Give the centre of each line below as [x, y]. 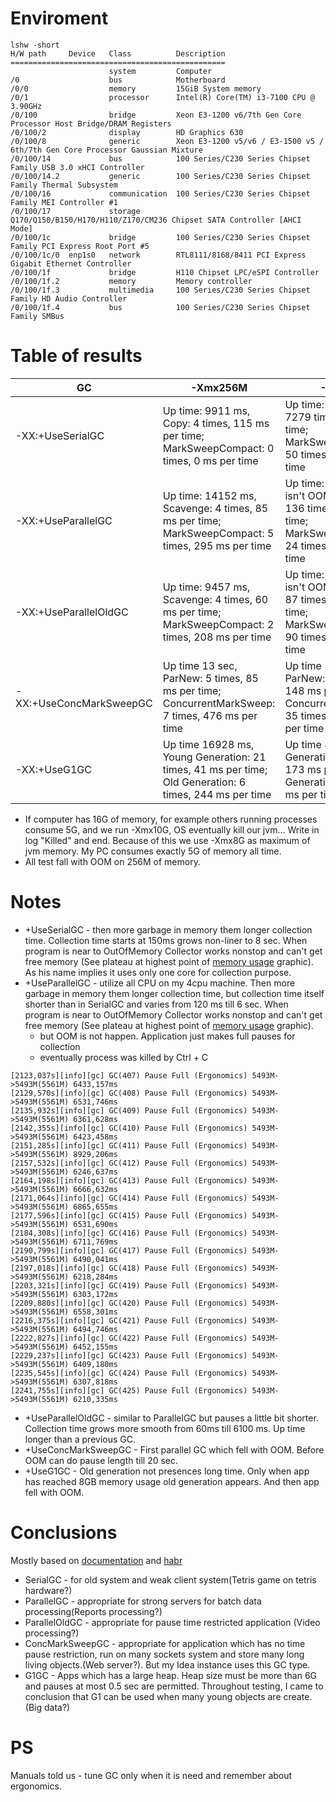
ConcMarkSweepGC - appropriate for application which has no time [165, 1643]
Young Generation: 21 [214, 757]
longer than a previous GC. [80, 1439]
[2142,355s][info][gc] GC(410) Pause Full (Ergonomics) [129, 1128]
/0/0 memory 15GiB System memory [136, 88]
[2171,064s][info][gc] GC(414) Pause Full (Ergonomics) [129, 1198]
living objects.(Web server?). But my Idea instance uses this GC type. [167, 1664]
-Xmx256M [218, 387]
